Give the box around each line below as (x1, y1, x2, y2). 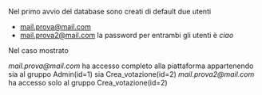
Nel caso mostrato (8, 46, 69, 55)
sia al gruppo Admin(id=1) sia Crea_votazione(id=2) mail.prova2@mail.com (8, 70, 255, 78)
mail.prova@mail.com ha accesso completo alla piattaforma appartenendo (8, 61, 254, 70)
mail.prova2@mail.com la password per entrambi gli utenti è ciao (19, 31, 234, 40)
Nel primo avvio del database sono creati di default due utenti (8, 7, 212, 16)
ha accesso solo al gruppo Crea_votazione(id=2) (8, 78, 168, 87)
